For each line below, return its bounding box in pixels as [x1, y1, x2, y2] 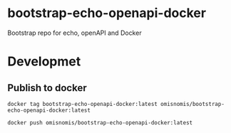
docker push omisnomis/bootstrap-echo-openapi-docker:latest [7, 119, 193, 126]
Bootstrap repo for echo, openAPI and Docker [7, 28, 142, 37]
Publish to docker [7, 82, 87, 94]
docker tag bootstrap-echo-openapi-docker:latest [7, 100, 158, 107]
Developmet [7, 53, 81, 70]
